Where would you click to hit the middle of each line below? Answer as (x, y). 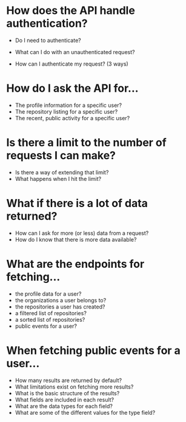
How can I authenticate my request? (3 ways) (71, 64)
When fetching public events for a (93, 350)
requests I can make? (61, 156)
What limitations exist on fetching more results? (74, 387)
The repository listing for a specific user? (66, 111)
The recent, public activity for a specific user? (72, 118)
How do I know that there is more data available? (76, 239)
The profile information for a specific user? (68, 105)
